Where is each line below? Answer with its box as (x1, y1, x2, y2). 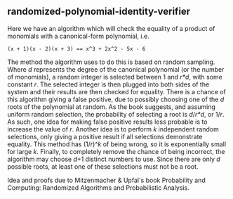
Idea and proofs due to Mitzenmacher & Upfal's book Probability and (7, 176, 206, 184)
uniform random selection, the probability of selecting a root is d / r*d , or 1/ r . (7, 110, 225, 118)
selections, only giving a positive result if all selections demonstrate (7, 132, 203, 141)
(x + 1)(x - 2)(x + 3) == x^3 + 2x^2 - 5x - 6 (7, 45, 146, 52)
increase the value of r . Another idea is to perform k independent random (7, 124, 219, 133)
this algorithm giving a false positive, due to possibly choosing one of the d (7, 95, 225, 103)
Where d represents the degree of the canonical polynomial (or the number (7, 65, 225, 73)
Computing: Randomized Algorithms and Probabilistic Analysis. (7, 183, 189, 192)
